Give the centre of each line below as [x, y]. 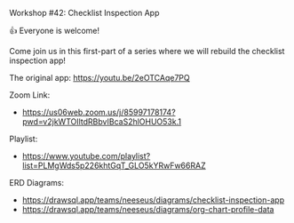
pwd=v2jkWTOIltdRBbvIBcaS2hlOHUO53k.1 [102, 122]
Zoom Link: [30, 95]
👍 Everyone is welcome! [55, 31]
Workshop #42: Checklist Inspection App [84, 13]
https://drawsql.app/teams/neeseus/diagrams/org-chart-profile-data [148, 209]
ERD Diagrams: [37, 183]
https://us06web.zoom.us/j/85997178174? [99, 112]
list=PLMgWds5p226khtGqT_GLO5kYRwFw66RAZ [114, 165]
